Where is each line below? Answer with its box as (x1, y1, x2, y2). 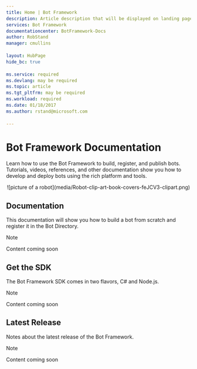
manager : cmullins (6, 40, 51, 46)
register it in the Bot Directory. (6, 223, 79, 230)
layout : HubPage (6, 53, 46, 59)
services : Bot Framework (6, 22, 67, 28)
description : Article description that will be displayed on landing (6, 15, 180, 22)
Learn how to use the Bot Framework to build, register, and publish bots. (6, 160, 181, 167)
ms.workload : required (6, 96, 62, 102)
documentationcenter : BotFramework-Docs (6, 28, 107, 34)
